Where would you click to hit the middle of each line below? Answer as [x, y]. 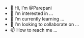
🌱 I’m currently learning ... [37, 19]
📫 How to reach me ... [34, 30]
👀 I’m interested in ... [32, 13]
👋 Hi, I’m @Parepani [31, 8]
